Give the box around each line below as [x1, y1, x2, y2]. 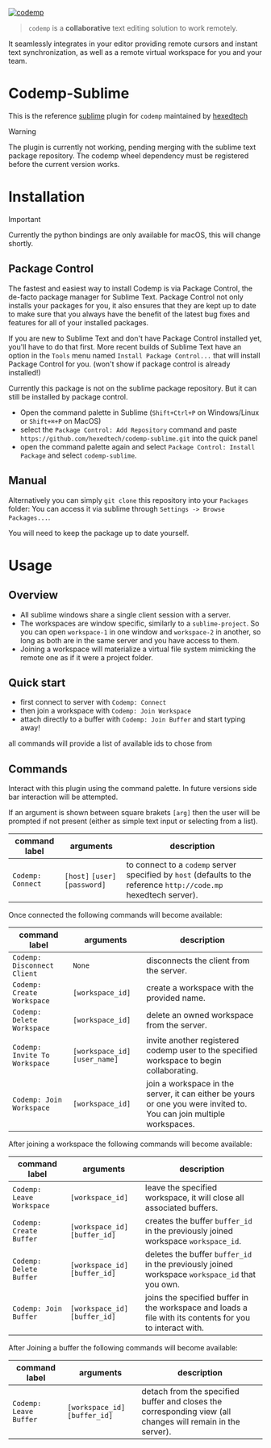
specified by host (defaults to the [126, 869, 252, 881]
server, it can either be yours [146, 1088, 256, 1099]
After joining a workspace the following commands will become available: [8, 1139, 252, 1149]
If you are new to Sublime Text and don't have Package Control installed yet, [8, 333, 262, 343]
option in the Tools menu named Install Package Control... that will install [8, 350, 261, 360]
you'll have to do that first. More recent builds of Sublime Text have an [8, 341, 242, 351]
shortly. [8, 238, 34, 248]
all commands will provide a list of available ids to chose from [8, 739, 212, 748]
